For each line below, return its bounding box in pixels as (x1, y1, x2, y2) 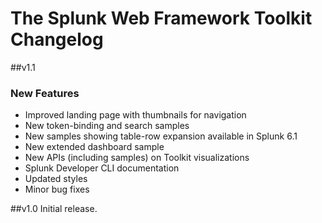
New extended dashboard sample (24, 141, 165, 153)
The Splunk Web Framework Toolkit (10, 7, 313, 30)
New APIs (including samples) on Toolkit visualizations (24, 152, 250, 164)
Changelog (10, 28, 104, 51)
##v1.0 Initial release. (10, 203, 98, 215)
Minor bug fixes (24, 183, 90, 196)
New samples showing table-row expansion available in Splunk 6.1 (24, 130, 298, 142)
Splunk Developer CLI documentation (24, 162, 180, 174)
